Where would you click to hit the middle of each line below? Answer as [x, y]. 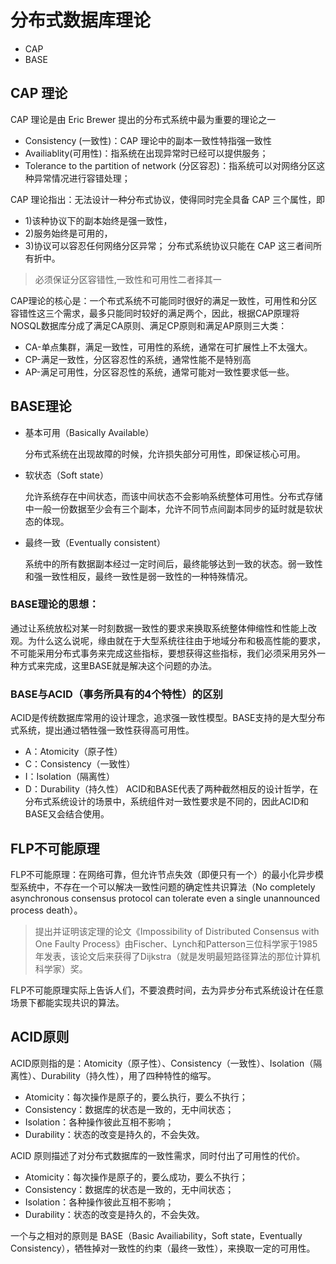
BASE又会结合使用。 [67, 814]
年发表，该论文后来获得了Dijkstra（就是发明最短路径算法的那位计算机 [177, 956]
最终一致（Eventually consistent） [95, 542]
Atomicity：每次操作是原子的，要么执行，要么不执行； [136, 1097]
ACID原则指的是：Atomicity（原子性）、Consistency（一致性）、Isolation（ [162, 1063]
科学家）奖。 [61, 968]
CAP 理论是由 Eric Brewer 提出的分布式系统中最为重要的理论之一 [143, 119]
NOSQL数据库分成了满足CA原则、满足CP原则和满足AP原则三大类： [149, 325]
